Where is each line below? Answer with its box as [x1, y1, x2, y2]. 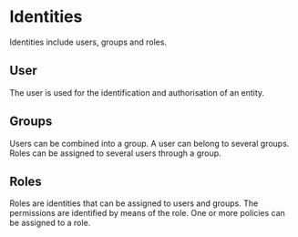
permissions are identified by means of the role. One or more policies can [9, 208, 285, 219]
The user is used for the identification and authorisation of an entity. [9, 87, 265, 98]
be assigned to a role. [9, 217, 91, 229]
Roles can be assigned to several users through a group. [9, 148, 221, 159]
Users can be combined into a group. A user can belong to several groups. [9, 138, 290, 149]
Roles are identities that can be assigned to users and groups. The [9, 198, 259, 209]
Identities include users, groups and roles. [9, 36, 167, 47]
